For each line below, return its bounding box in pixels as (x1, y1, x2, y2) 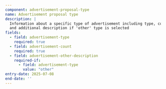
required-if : (14, 58, 41, 63)
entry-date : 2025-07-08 (5, 72, 54, 77)
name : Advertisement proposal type (5, 12, 79, 17)
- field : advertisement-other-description (9, 53, 98, 58)
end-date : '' (5, 76, 32, 81)
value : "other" (23, 67, 54, 72)
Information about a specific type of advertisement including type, (9, 21, 156, 26)
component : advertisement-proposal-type (5, 7, 90, 12)
